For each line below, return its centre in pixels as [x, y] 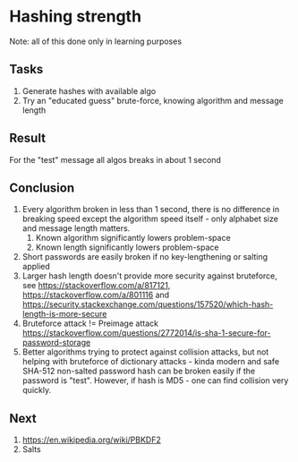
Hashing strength [75, 17]
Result [28, 138]
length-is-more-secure [64, 314]
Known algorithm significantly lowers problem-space [133, 238]
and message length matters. [76, 228]
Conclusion [42, 188]
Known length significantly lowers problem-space [127, 247]
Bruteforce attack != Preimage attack [90, 323]
